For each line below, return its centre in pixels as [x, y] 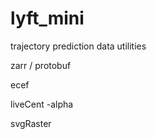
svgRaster [31, 123]
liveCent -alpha [42, 104]
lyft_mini [47, 18]
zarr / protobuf [41, 65]
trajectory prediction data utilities [78, 46]
